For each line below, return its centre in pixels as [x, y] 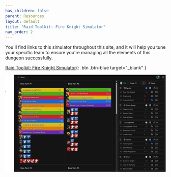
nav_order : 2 [19, 32]
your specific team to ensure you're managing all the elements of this [78, 53]
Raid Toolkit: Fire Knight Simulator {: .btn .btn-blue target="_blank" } [76, 68]
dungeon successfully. [29, 58]
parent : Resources [25, 16]
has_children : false [27, 11]
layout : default [22, 21]
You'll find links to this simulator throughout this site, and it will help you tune [85, 47]
